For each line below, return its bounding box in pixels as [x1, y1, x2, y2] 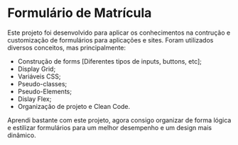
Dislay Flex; [17, 94, 52, 103]
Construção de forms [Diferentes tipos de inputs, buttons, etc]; [17, 57, 202, 65]
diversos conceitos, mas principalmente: [7, 43, 126, 52]
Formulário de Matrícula [7, 5, 152, 21]
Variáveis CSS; [17, 72, 61, 81]
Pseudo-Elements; [17, 87, 72, 95]
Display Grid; [17, 64, 56, 73]
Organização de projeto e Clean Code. [17, 102, 131, 110]
